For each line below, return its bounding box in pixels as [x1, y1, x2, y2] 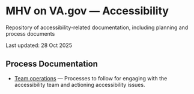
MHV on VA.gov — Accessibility [5, 4, 169, 18]
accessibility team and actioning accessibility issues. [14, 81, 145, 88]
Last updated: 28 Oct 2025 [5, 42, 73, 49]
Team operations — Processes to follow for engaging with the [14, 74, 168, 82]
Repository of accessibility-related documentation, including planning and [5, 24, 189, 31]
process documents [5, 30, 55, 37]
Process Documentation [5, 59, 99, 69]
